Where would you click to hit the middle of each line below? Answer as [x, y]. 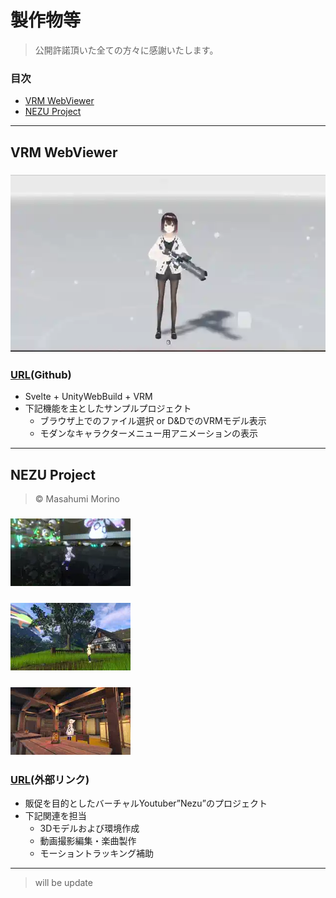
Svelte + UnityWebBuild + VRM [88, 397]
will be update [63, 883]
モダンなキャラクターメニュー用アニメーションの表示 [148, 433]
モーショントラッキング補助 [96, 853]
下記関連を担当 [55, 816]
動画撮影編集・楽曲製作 [88, 841]
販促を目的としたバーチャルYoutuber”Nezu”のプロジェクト [146, 803]
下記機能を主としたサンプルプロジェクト [108, 408]
